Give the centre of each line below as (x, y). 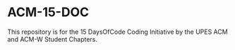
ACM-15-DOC (48, 12)
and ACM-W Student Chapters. (52, 39)
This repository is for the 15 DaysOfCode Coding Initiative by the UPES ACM (117, 32)
